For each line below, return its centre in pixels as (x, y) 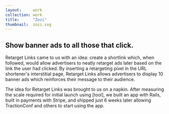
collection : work (24, 15)
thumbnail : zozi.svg (28, 24)
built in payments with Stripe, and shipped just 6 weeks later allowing (78, 100)
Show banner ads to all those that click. (70, 45)
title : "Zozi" (26, 20)
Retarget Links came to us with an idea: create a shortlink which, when (80, 58)
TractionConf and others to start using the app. (55, 106)
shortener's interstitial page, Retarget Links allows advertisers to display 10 (84, 74)
